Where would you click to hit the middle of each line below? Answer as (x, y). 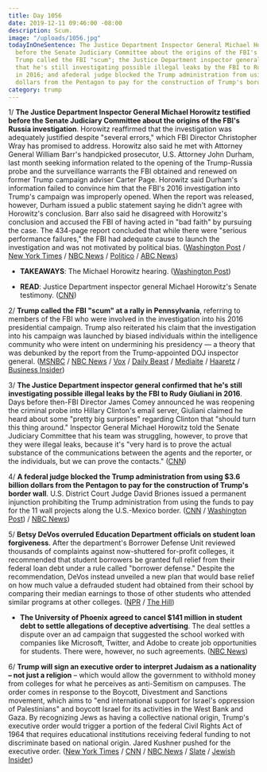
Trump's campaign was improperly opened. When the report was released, (131, 197)
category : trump (35, 90)
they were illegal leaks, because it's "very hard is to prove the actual (120, 444)
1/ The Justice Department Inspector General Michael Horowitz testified (130, 112)
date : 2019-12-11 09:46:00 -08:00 (66, 23)
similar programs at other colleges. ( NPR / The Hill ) (91, 602)
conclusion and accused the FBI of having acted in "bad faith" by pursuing (130, 222)
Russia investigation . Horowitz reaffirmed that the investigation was (120, 129)
